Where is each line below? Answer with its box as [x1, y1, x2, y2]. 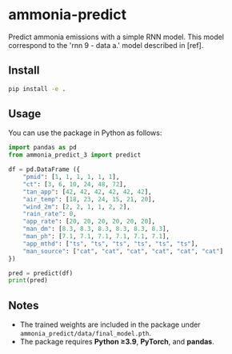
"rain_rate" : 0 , [22, 210, 78, 218]
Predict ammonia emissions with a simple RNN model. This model [8, 32, 225, 42]
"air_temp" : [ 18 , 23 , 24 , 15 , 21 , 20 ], [22, 195, 156, 203]
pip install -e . [8, 85, 66, 93]
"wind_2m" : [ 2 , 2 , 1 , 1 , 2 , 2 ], [22, 202, 130, 211]
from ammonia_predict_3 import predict [8, 151, 142, 159]
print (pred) [8, 276, 48, 284]
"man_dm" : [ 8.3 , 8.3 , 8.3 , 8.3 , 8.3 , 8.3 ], [22, 225, 170, 233]
